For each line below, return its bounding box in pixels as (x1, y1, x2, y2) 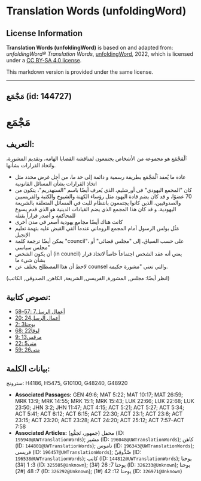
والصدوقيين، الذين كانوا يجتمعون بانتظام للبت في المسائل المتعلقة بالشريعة (14, 199, 181, 206)
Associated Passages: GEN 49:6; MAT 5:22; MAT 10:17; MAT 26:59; (14, 391, 184, 398)
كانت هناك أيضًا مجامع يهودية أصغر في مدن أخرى (14, 218, 123, 226)
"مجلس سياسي (14, 244, 50, 251)
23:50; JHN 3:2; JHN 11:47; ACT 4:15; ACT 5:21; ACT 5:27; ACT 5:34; (14, 404, 184, 411)
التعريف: (6, 139, 35, 149)
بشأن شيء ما (14, 257, 46, 264)
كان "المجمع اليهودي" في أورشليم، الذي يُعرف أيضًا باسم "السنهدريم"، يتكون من (14, 187, 193, 194)
